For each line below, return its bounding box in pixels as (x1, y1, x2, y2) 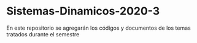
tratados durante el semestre (6, 30, 80, 38)
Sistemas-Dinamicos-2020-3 (6, 4, 160, 18)
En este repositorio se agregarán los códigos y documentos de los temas (6, 24, 191, 31)
